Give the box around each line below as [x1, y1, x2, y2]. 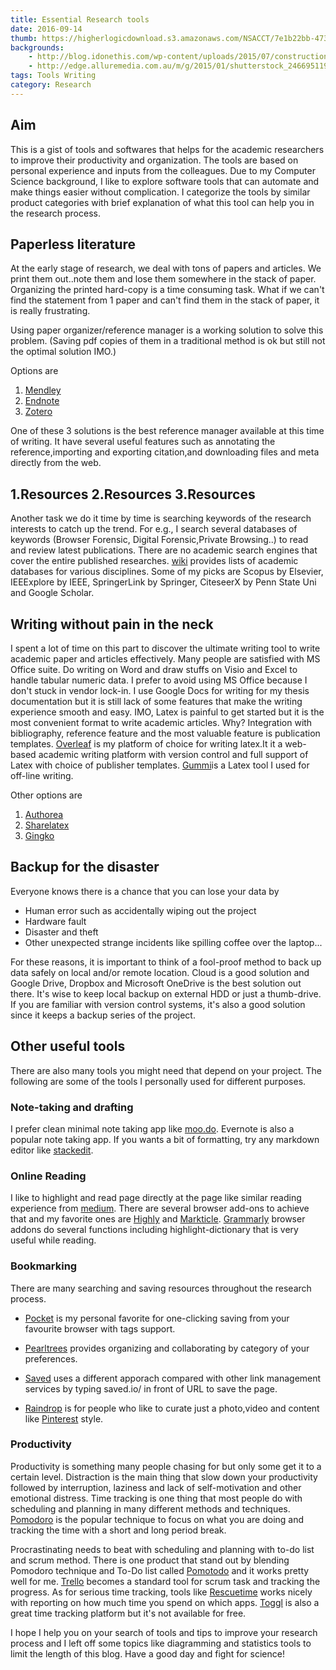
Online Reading [10, 1169, 87, 1183]
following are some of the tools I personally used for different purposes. [10, 1075, 307, 1087]
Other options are [10, 789, 83, 801]
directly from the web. [10, 457, 102, 469]
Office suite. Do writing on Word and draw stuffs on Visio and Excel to [10, 664, 298, 675]
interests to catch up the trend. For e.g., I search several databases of [10, 523, 298, 535]
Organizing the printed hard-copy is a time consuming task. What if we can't [10, 284, 325, 296]
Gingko [24, 830, 55, 841]
